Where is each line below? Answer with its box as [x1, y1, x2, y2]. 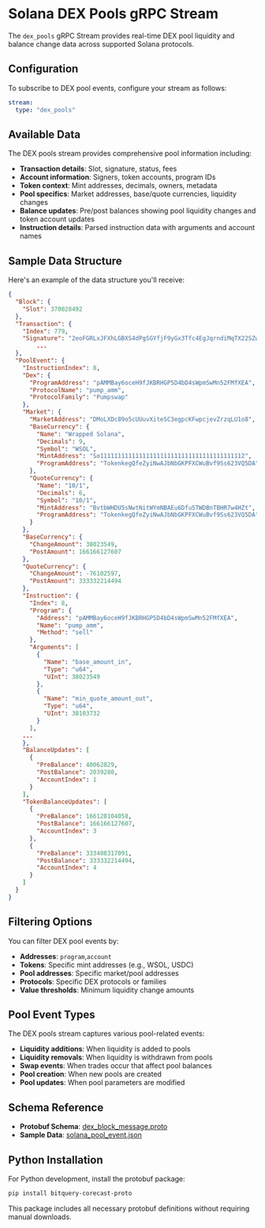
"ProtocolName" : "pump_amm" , [28, 386, 125, 394]
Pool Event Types [8, 1007, 95, 1021]
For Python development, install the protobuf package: [8, 1174, 185, 1183]
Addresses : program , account [19, 951, 112, 961]
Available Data [8, 127, 81, 141]
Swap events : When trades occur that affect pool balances [19, 1061, 212, 1071]
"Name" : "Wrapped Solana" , [36, 430, 125, 438]
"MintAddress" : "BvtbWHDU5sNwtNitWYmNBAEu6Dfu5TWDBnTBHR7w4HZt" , [36, 504, 256, 512]
